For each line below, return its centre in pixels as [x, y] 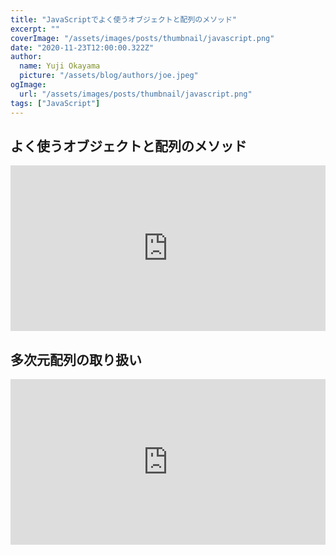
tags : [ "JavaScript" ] [55, 103]
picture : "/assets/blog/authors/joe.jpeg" [109, 76]
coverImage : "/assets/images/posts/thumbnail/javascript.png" [142, 38]
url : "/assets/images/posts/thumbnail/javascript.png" [136, 94]
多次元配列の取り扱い [76, 359]
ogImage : [28, 85]
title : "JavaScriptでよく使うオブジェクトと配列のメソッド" [123, 19]
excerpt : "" [35, 29]
